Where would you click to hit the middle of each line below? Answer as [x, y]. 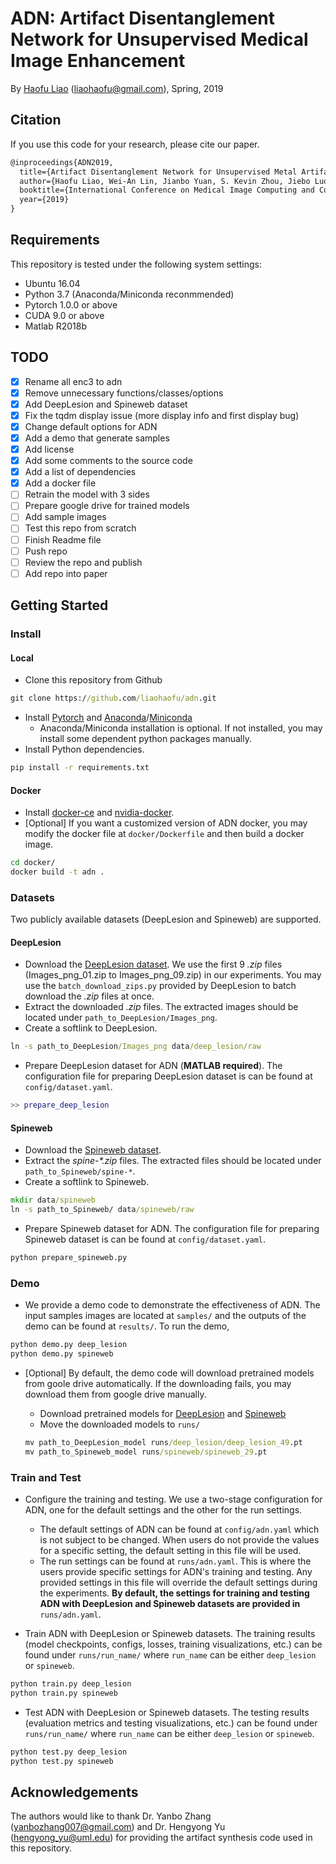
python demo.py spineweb [62, 1354]
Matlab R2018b [55, 326]
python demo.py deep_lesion [69, 1345]
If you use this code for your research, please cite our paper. [135, 144]
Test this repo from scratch [80, 528]
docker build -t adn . [57, 872]
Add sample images [65, 517]
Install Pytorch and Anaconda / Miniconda [108, 718]
